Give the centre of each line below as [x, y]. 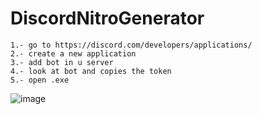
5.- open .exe [40, 80]
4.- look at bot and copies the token [91, 71]
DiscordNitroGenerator [107, 18]
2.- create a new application [73, 53]
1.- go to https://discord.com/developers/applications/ [131, 45]
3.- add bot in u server [62, 62]
